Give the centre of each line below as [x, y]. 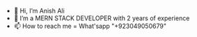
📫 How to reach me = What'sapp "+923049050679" [90, 26]
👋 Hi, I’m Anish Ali [39, 11]
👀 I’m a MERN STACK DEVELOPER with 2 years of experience [102, 18]
